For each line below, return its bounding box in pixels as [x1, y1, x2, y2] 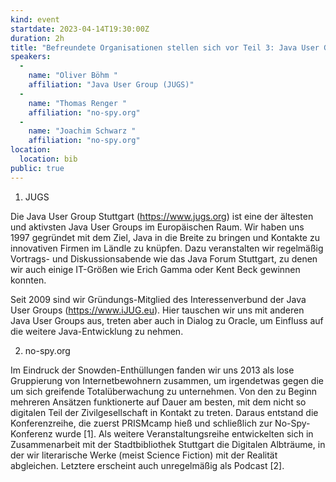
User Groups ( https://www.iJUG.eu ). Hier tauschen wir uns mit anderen [10, 304, 305, 316]
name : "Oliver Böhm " [28, 71, 118, 81]
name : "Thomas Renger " [28, 98, 128, 108]
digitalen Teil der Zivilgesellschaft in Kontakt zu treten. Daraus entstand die [10, 406, 319, 418]
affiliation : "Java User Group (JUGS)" [28, 80, 195, 90]
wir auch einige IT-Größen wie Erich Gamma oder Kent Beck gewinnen [10, 263, 301, 275]
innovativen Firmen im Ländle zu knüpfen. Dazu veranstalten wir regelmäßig [10, 242, 324, 254]
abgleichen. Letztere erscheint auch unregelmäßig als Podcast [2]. [10, 459, 285, 471]
